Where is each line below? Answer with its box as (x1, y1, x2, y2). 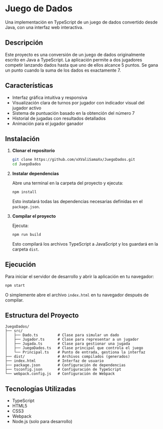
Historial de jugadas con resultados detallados (12, 115, 106, 121)
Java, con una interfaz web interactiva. (5, 24, 84, 30)
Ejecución (5, 260, 36, 269)
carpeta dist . (12, 246, 40, 252)
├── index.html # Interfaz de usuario (5, 358, 104, 363)
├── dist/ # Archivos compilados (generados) (5, 354, 131, 359)
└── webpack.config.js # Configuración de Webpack (5, 371, 115, 377)
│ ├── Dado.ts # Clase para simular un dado (5, 333, 119, 338)
